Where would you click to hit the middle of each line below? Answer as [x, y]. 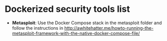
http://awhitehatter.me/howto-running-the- [109, 28]
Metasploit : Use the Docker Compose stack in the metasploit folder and [87, 23]
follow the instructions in [38, 28]
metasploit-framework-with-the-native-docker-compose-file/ [76, 33]
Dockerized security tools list [67, 9]
